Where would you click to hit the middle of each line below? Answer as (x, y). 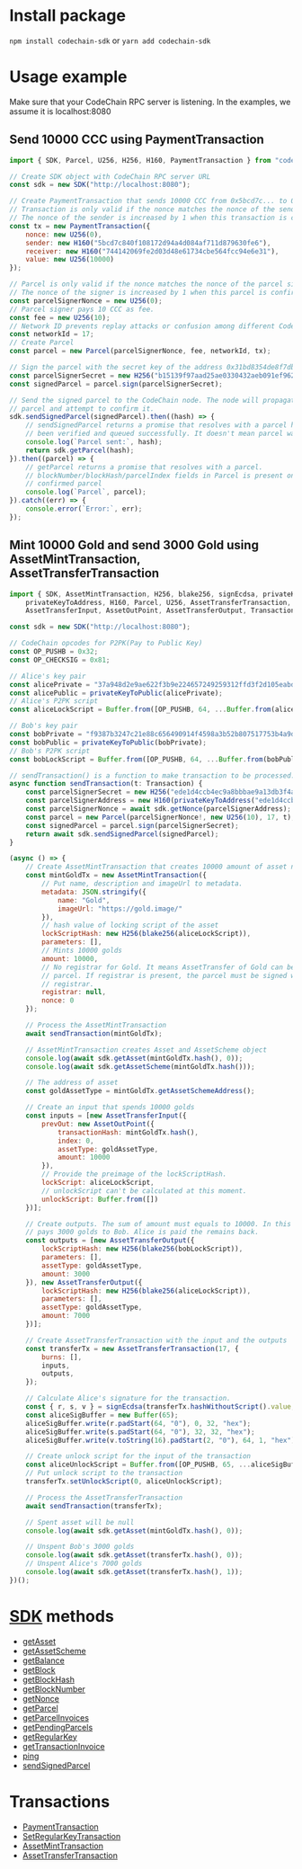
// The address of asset (72, 1083)
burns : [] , (62, 1357)
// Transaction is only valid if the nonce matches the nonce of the (142, 209)
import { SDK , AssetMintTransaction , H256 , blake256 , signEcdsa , (134, 594)
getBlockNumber (53, 1689)
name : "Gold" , (84, 900)
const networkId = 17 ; (52, 334)
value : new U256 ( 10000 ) (70, 260)
